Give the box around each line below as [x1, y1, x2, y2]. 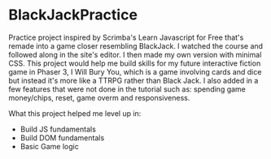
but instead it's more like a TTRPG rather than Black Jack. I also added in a [8, 75, 259, 85]
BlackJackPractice [8, 6, 138, 24]
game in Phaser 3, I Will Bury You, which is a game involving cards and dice [8, 67, 262, 76]
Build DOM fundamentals [20, 132, 105, 143]
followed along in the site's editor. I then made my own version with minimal [8, 49, 262, 59]
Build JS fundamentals [20, 124, 96, 134]
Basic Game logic [20, 141, 79, 151]
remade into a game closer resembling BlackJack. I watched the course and [8, 41, 263, 50]
